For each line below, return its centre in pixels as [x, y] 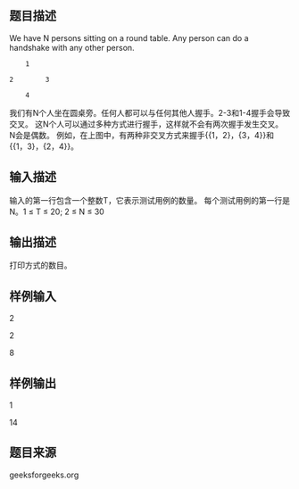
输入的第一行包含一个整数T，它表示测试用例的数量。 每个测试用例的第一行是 [149, 200]
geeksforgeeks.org [44, 475]
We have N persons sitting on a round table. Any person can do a [129, 37]
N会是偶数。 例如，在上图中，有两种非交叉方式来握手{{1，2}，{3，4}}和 [142, 135]
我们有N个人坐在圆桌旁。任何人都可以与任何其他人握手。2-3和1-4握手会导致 [150, 112]
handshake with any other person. [72, 47]
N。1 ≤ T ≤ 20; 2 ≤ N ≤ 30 [57, 211]
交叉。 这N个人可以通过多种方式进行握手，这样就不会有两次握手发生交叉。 [146, 124]
